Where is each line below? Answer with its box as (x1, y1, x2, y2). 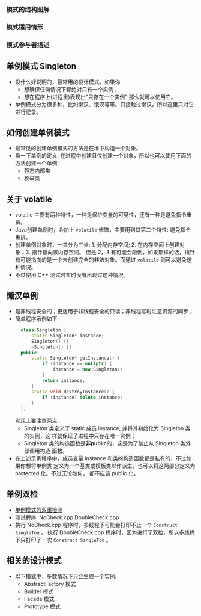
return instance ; (41, 377, 85, 383)
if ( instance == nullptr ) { (41, 361, 112, 367)
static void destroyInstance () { (31, 389, 115, 395)
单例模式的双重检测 (14, 506, 63, 513)
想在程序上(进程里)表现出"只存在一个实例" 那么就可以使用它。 (23, 93, 176, 100)
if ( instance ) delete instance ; (41, 394, 123, 401)
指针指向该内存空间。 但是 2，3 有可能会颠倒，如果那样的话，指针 (32, 248, 196, 256)
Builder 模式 (23, 588, 54, 595)
